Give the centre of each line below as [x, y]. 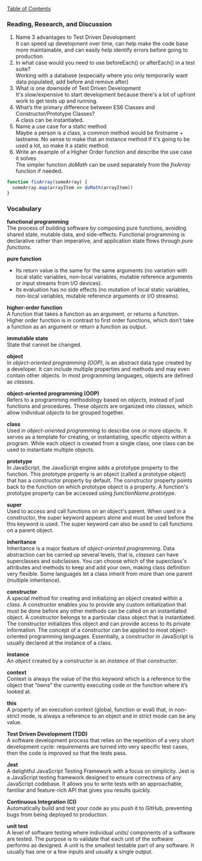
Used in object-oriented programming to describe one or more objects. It [97, 431]
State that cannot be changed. [44, 345]
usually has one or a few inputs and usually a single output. [80, 852]
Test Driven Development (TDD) [47, 734]
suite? [23, 69]
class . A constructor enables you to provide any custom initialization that [97, 605]
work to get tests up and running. [57, 101]
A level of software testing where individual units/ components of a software [101, 833]
